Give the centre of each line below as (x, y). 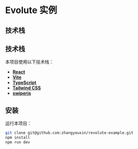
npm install (18, 138)
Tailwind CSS (27, 88)
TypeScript (24, 83)
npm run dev (18, 142)
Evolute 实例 (31, 10)
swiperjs (22, 93)
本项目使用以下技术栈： (29, 62)
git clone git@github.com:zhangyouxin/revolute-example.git (70, 133)
